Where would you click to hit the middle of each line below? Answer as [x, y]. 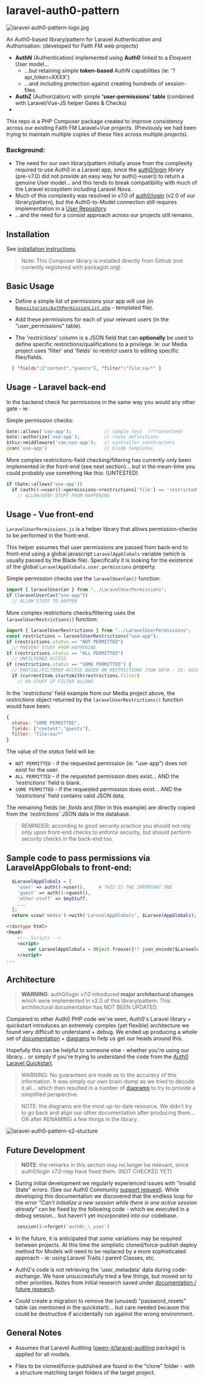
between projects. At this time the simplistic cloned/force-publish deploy [106, 1245]
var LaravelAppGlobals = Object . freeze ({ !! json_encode [100, 949]
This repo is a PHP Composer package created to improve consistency [95, 121]
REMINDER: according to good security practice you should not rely [106, 826]
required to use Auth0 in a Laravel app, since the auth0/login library [100, 170]
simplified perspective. [50, 1094]
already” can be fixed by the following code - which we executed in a [102, 1209]
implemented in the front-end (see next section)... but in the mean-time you [101, 466]
